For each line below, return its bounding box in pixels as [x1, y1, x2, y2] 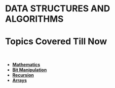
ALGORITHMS [5, 13, 64, 25]
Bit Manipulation [12, 67, 47, 73]
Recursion [12, 72, 34, 78]
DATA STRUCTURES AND [5, 3, 110, 14]
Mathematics [12, 62, 40, 68]
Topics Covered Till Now [5, 36, 107, 47]
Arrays [12, 77, 27, 84]
